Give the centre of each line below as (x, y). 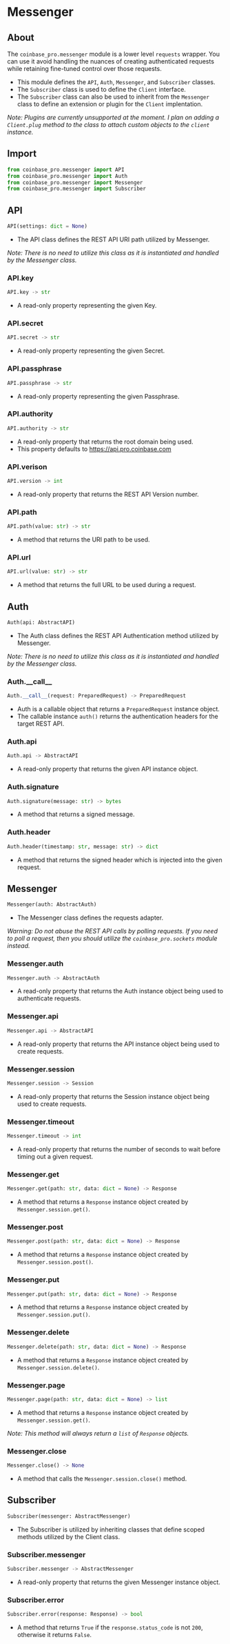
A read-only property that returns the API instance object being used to (118, 1044)
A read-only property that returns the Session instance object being (113, 1096)
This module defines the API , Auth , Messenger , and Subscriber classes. (116, 82)
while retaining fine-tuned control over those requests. (84, 69)
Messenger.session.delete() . (58, 1367)
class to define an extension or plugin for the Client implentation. (110, 104)
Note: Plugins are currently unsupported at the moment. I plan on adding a (113, 117)
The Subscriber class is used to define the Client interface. (101, 89)
